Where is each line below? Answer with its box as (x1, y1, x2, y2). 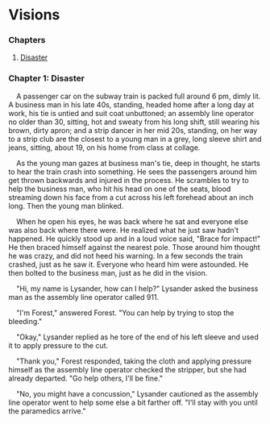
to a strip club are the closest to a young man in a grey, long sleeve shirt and (8, 134, 262, 143)
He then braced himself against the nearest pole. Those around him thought (8, 242, 260, 251)
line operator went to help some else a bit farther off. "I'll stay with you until (8, 397, 258, 407)
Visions (8, 6, 60, 24)
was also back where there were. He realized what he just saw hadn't (8, 225, 239, 235)
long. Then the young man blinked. (8, 201, 124, 210)
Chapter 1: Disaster (8, 73, 85, 84)
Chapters (8, 35, 46, 46)
